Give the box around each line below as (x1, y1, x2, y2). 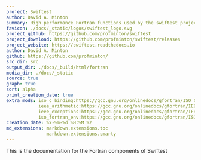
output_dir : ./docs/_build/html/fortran (6, 64, 109, 70)
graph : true (6, 81, 36, 87)
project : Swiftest (6, 8, 52, 15)
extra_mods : (6, 97, 36, 103)
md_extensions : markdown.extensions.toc (6, 125, 109, 131)
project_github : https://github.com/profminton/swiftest (6, 31, 151, 37)
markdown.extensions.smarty (46, 131, 117, 137)
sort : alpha (6, 87, 36, 93)
